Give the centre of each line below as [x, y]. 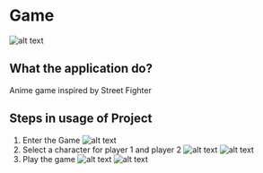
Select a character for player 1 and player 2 [102, 150]
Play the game [49, 159]
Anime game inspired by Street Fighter [81, 90]
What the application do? [81, 69]
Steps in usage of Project [81, 119]
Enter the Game [51, 140]
